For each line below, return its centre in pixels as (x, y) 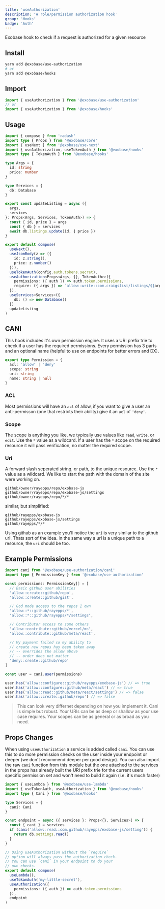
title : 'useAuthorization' (33, 10)
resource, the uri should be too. (38, 543)
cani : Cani (21, 807)
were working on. (23, 479)
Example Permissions (39, 559)
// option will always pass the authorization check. (61, 857)
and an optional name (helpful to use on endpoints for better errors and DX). (82, 351)
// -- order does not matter (39, 656)
